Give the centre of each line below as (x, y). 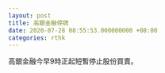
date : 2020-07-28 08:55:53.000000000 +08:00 (83, 30)
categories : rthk (37, 38)
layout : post (30, 15)
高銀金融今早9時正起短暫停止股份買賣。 (73, 61)
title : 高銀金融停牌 (38, 23)
